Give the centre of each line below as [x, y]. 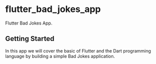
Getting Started [30, 39]
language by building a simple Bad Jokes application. [60, 56]
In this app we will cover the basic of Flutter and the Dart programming [78, 50]
